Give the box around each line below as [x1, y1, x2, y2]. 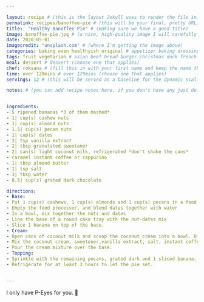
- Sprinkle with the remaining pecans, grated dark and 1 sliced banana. [6, 256, 197, 262]
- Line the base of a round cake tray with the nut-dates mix [6, 216, 167, 222]
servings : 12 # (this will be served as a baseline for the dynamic [6, 77, 183, 83]
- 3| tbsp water [6, 171, 47, 177]
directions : [6, 188, 36, 194]
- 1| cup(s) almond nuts [6, 120, 69, 126]
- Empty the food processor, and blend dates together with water [6, 205, 178, 211]
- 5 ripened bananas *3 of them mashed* [6, 109, 110, 115]
